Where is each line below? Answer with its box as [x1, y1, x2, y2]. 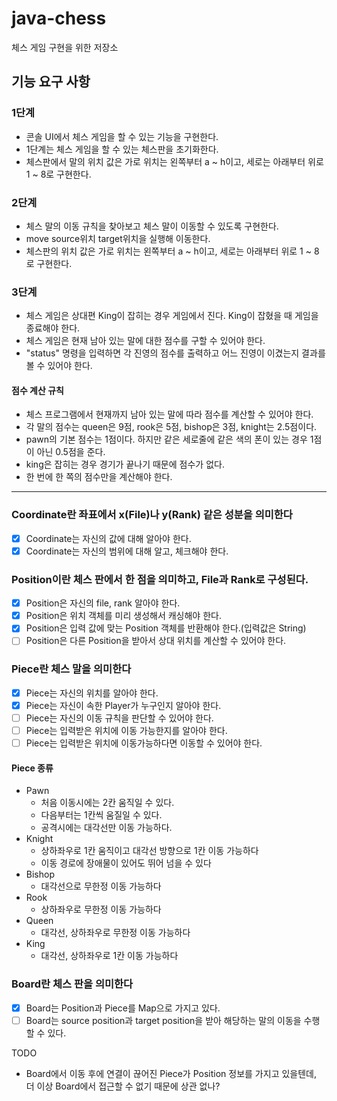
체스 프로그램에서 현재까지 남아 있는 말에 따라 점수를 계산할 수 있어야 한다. [25, 408, 314, 421]
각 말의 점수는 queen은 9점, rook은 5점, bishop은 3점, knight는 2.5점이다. [25, 421, 318, 433]
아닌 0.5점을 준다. [36, 446, 106, 458]
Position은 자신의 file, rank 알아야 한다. [25, 597, 181, 609]
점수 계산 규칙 [11, 384, 64, 396]
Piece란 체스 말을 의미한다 [11, 662, 132, 676]
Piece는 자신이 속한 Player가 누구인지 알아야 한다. [25, 699, 222, 711]
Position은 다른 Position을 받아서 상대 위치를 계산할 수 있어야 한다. [25, 635, 287, 647]
